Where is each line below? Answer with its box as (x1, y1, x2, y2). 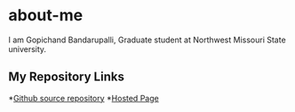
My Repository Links (8, 70, 125, 85)
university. (8, 43, 46, 54)
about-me (8, 5, 84, 26)
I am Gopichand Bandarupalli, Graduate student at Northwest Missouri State (8, 34, 286, 45)
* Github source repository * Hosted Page (8, 93, 159, 103)
